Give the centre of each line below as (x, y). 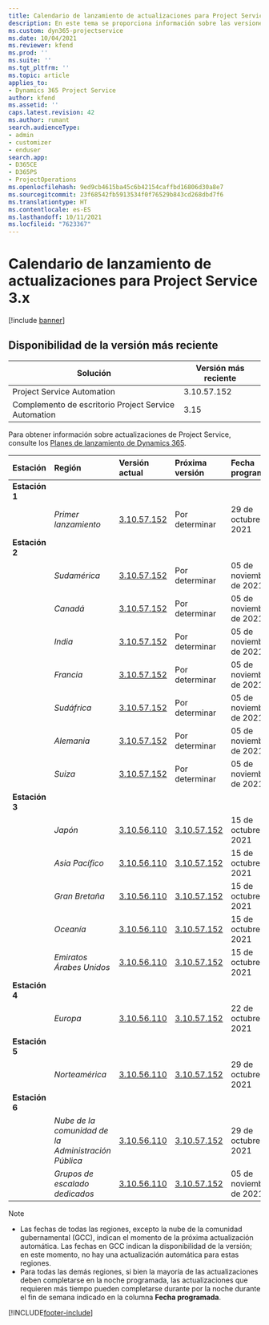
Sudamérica (77, 576)
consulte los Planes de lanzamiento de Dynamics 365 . (97, 442)
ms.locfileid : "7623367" (50, 224)
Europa (68, 1018)
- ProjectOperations (43, 180)
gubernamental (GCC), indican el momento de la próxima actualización (137, 1237)
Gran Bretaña (80, 896)
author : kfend (32, 98)
